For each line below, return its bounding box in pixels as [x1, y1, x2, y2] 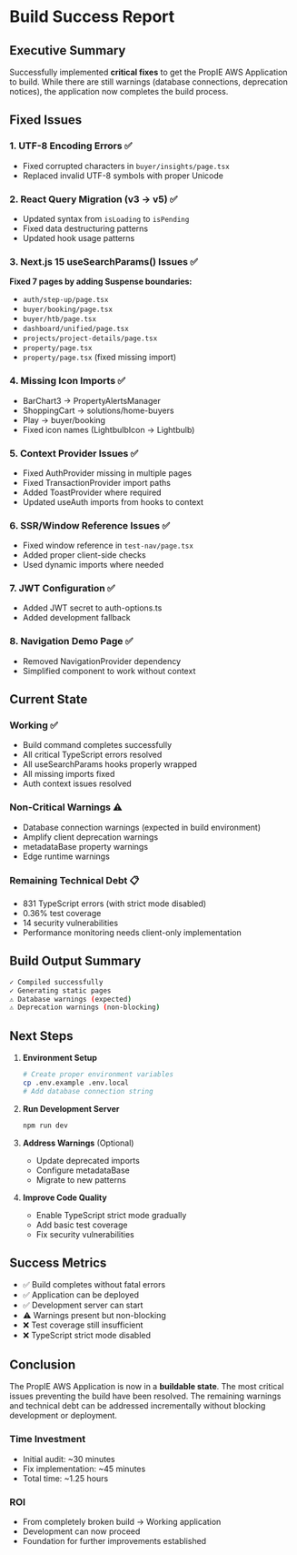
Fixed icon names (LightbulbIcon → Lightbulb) [22, 424, 195, 435]
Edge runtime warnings [22, 851, 111, 862]
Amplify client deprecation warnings [22, 831, 159, 843]
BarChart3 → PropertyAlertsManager [22, 395, 161, 406]
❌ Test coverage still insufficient [22, 1319, 144, 1330]
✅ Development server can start [22, 1299, 144, 1311]
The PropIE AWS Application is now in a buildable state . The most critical [9, 1381, 284, 1392]
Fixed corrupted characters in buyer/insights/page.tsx [22, 160, 230, 171]
